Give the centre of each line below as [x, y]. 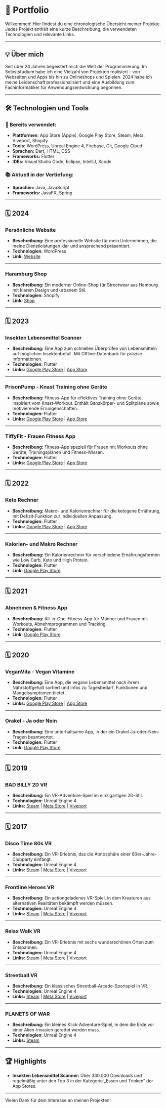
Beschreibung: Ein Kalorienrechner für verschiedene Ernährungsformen [86, 554]
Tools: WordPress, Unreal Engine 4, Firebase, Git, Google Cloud [77, 146]
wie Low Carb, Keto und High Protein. [50, 560]
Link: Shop [23, 300]
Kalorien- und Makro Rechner [41, 544]
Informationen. [27, 359]
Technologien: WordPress [39, 251]
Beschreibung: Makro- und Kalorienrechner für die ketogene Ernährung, [86, 511]
